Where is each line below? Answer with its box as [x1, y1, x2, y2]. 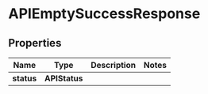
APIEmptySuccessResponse [8, 5, 201, 23]
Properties [8, 36, 62, 50]
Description [91, 60, 137, 70]
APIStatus [44, 73, 83, 84]
